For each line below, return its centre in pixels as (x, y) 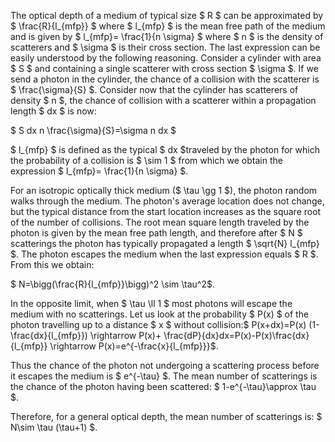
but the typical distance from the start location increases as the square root (166, 211)
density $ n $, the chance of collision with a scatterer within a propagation (163, 100)
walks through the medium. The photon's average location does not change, (167, 201)
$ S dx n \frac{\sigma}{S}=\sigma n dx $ (93, 130)
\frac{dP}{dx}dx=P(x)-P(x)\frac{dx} (236, 335)
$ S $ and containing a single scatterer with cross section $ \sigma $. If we (164, 68)
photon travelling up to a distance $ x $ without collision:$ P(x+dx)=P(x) (158, 324)
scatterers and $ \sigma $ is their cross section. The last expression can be (165, 47)
